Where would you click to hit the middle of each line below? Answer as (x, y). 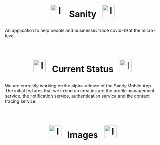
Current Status (83, 69)
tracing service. (21, 101)
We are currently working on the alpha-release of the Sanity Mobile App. (79, 86)
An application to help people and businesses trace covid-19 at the (73, 31)
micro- (148, 31)
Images (83, 135)
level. (11, 36)
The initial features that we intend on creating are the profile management (80, 91)
